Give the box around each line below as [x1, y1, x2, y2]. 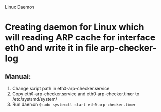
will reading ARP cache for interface [5, 32, 156, 43]
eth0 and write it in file [5, 42, 99, 54]
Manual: [5, 73, 31, 81]
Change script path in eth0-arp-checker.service [12, 86, 110, 91]
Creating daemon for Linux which [5, 22, 144, 33]
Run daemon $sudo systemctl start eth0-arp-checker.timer [12, 101, 136, 107]
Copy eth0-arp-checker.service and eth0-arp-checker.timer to [12, 91, 140, 97]
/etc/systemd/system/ [12, 96, 58, 102]
